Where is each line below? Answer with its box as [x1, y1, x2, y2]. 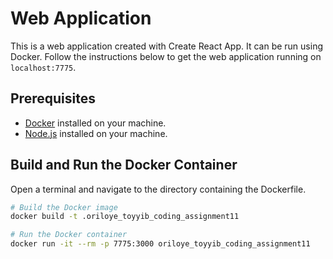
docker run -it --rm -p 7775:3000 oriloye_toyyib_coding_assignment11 [10, 239, 311, 249]
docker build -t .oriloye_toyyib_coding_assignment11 [10, 212, 240, 222]
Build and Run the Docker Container [10, 157, 238, 174]
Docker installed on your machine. [24, 117, 167, 129]
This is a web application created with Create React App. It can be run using [10, 40, 323, 52]
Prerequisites [10, 90, 96, 107]
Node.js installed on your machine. [24, 127, 168, 139]
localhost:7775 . [10, 61, 77, 73]
